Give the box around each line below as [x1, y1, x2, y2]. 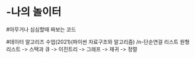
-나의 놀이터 [6, 5, 62, 19]
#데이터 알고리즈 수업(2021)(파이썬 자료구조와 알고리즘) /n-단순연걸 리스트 [6, 38, 179, 45]
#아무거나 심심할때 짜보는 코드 [6, 26, 76, 33]
